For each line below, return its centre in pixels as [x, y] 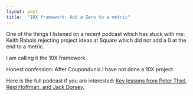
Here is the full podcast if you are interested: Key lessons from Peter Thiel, [97, 81]
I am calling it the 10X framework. [47, 58]
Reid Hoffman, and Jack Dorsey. [45, 87]
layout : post [22, 11]
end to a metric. [25, 46]
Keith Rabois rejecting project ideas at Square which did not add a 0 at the [96, 40]
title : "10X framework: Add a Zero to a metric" [68, 17]
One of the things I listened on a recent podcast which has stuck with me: [96, 34]
